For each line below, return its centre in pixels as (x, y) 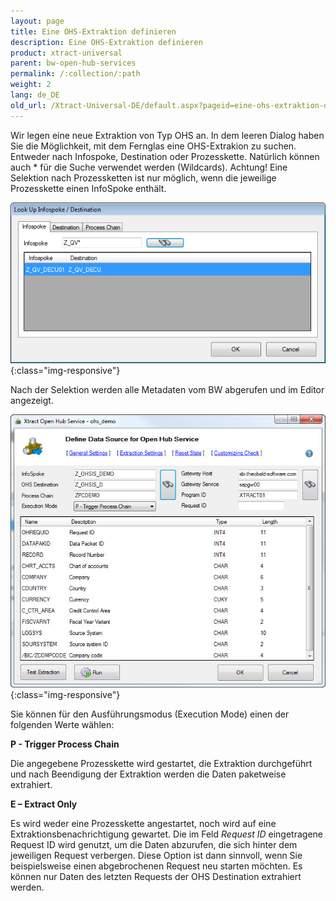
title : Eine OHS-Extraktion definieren (93, 31)
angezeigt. (32, 401)
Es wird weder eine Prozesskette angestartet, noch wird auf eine (143, 823)
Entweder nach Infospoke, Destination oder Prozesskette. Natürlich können (165, 156)
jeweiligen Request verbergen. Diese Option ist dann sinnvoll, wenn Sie (156, 855)
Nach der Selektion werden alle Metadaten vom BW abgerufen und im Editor (167, 390)
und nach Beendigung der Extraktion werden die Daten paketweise (148, 774)
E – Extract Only (44, 804)
